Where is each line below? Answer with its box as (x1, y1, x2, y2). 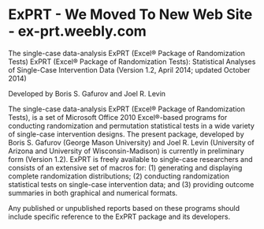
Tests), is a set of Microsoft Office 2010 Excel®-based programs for (8, 112, 228, 122)
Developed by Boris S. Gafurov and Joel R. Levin (8, 88, 166, 98)
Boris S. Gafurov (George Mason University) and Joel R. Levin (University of (8, 137, 255, 147)
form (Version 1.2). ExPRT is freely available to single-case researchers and (8, 154, 254, 163)
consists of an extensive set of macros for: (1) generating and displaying (8, 163, 243, 172)
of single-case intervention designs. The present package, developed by (8, 129, 244, 139)
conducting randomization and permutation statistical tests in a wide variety (8, 121, 255, 130)
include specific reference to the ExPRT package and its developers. (8, 212, 231, 221)
